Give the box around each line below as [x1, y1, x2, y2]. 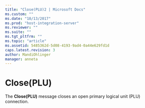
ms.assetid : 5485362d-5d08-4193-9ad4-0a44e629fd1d [5, 43, 110, 48]
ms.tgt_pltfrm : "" [5, 34, 42, 39]
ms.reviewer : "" [5, 25, 38, 30]
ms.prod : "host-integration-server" [5, 20, 79, 26]
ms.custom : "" [5, 12, 34, 16]
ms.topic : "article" [5, 39, 47, 44]
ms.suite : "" [5, 30, 32, 34]
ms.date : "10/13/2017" [5, 16, 51, 21]
